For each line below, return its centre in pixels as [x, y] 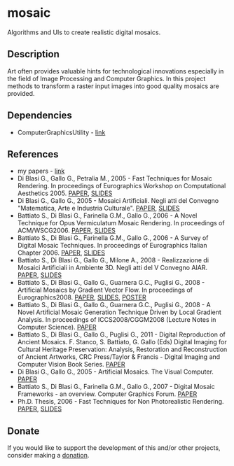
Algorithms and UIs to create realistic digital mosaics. [84, 32]
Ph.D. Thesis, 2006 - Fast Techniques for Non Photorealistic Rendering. [121, 402]
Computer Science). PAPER [57, 327]
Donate [23, 431]
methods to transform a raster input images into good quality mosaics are [113, 86]
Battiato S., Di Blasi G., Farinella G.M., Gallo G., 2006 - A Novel [107, 216]
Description [33, 54]
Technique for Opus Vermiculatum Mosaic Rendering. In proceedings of [121, 223]
